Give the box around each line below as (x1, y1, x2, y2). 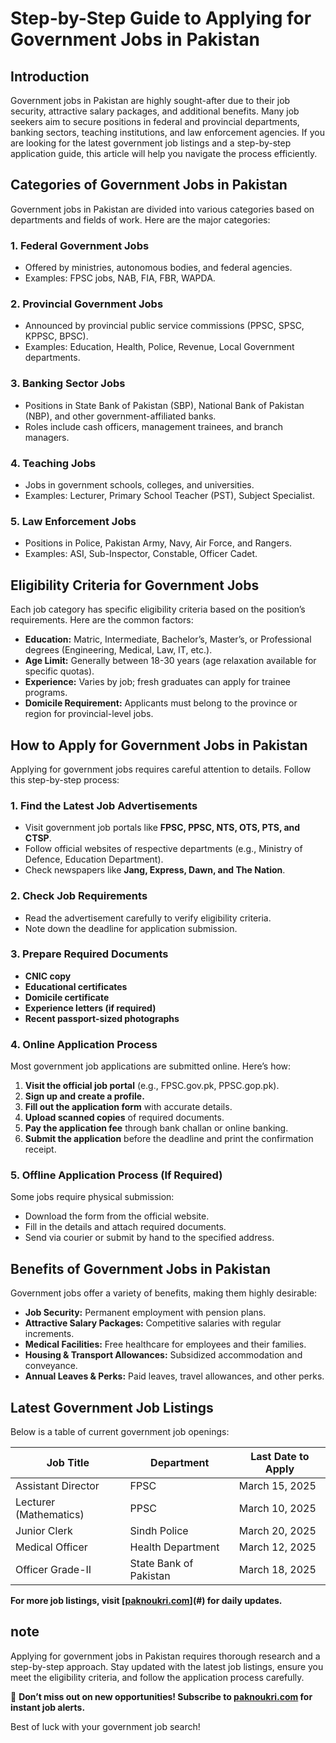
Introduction (10, 68, 90, 85)
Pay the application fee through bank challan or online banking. (24, 1122, 289, 1134)
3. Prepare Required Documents (10, 947, 169, 961)
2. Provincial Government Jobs (10, 297, 164, 311)
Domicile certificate (24, 991, 110, 1003)
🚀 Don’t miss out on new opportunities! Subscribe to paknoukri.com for (10, 1690, 313, 1702)
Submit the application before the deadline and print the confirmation (24, 1133, 314, 1145)
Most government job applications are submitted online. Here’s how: (10, 1060, 292, 1072)
